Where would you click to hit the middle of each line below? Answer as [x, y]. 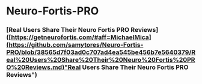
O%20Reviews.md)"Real [44, 67]
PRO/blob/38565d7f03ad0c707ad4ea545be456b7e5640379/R [101, 52]
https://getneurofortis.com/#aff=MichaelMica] [81, 37]
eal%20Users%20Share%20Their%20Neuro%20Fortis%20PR [101, 60]
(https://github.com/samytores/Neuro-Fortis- [75, 45]
